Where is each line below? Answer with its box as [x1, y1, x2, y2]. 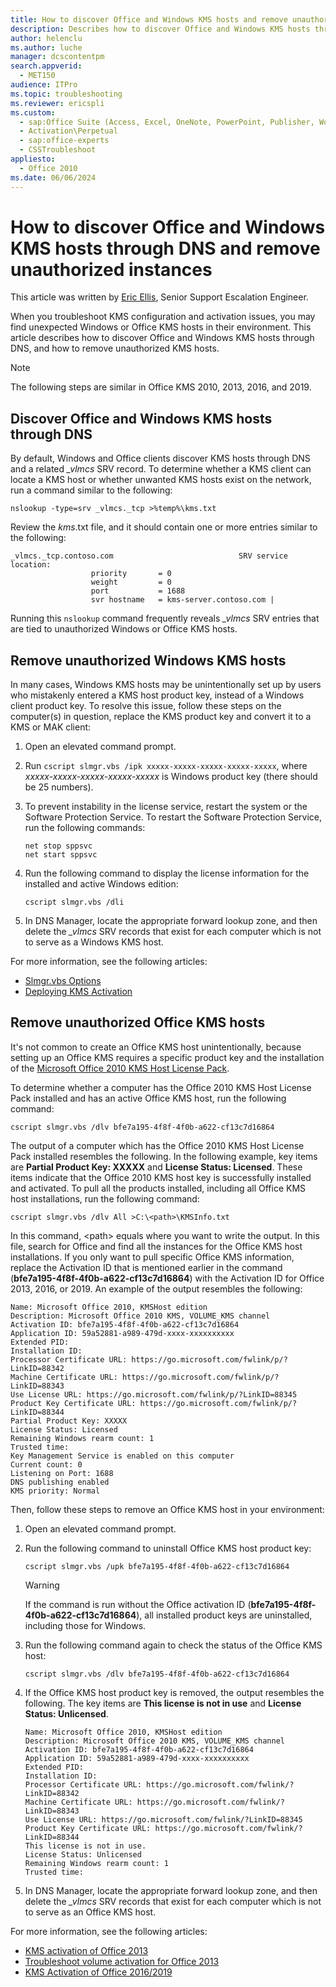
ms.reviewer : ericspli [10, 98, 105, 108]
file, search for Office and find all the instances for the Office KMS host [10, 1240, 303, 1252]
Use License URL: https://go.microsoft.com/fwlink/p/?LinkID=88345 [10, 1389, 298, 1400]
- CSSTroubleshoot [19, 145, 97, 155]
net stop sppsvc [24, 841, 93, 851]
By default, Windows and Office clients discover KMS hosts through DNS [10, 452, 311, 465]
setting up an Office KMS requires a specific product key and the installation [10, 1051, 325, 1063]
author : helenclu [10, 33, 83, 43]
